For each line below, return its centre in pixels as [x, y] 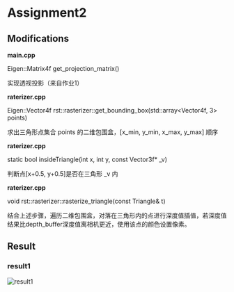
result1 [19, 266]
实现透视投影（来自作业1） [45, 83]
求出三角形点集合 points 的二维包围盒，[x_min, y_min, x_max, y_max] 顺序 [113, 132]
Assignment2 [47, 13]
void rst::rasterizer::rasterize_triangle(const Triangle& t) [86, 201]
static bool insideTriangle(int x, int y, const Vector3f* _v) [87, 159]
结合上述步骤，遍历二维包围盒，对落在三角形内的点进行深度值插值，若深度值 [117, 216]
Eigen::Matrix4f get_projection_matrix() [63, 68]
